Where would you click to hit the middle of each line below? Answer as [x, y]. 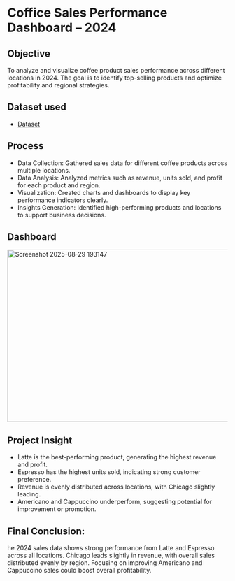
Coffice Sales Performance [87, 13]
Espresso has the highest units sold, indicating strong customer [109, 472]
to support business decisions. [62, 215]
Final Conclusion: [46, 531]
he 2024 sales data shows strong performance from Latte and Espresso [111, 548]
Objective [29, 53]
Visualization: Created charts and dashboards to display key [104, 192]
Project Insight [40, 440]
